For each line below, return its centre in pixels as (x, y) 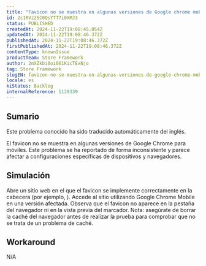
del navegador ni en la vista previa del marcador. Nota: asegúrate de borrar (101, 210)
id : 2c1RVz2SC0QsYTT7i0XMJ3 (42, 18)
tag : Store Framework (34, 69)
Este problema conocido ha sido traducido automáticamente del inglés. (96, 131)
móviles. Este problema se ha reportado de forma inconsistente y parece (98, 150)
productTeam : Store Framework (45, 58)
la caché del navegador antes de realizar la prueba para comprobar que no (101, 216)
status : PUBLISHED (30, 23)
